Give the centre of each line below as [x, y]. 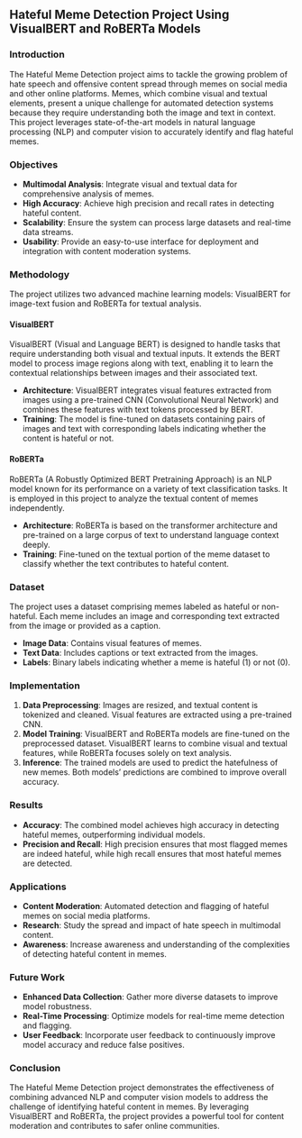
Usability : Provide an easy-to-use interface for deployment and [141, 241]
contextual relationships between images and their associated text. [134, 373]
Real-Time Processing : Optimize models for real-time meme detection [154, 1016]
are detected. [47, 863]
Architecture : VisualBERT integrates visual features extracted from [147, 390]
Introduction [37, 55]
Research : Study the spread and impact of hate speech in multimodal [151, 925]
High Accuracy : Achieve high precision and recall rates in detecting [148, 203]
